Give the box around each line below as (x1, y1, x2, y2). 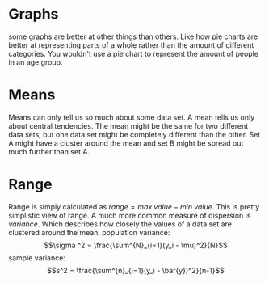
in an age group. (8, 57, 63, 67)
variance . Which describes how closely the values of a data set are (8, 219, 233, 229)
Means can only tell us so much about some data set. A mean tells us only (8, 112, 255, 122)
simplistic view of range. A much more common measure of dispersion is (8, 210, 251, 220)
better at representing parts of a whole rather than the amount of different (8, 40, 254, 49)
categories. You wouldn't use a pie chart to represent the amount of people (8, 49, 258, 58)
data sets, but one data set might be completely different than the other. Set (8, 129, 261, 139)
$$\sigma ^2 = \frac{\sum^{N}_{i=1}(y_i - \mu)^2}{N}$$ (44, 240, 228, 250)
